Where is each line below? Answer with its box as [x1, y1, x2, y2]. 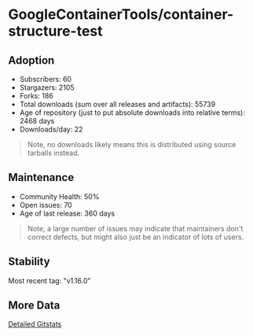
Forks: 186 [19, 91, 53, 100]
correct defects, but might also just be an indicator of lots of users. [27, 232, 244, 242]
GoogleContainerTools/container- [8, 6, 234, 24]
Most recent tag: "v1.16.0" [8, 275, 92, 285]
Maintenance [8, 171, 75, 184]
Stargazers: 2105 [19, 83, 75, 92]
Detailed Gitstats [8, 319, 62, 329]
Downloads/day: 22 [19, 124, 83, 134]
